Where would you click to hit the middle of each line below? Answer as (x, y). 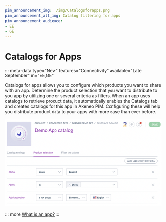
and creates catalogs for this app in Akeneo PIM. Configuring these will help (83, 106)
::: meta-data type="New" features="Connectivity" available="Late (74, 71)
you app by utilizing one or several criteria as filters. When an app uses (78, 96)
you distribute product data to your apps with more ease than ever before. (81, 112)
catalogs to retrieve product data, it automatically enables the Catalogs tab (81, 101)
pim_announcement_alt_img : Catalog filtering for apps (63, 16)
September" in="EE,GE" (29, 76)
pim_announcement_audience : (34, 21)
